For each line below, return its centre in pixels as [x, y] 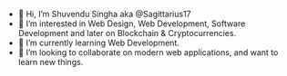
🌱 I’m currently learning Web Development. [98, 43]
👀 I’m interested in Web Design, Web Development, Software [132, 24]
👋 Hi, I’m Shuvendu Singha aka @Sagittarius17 [104, 14]
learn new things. [51, 62]
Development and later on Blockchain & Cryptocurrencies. [127, 33]
